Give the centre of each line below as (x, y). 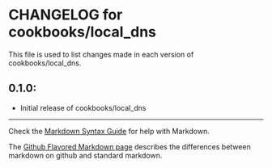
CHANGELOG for (66, 15)
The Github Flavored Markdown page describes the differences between (130, 146)
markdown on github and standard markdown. (85, 155)
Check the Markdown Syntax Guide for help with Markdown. (109, 131)
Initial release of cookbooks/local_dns (83, 107)
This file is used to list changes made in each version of (101, 54)
